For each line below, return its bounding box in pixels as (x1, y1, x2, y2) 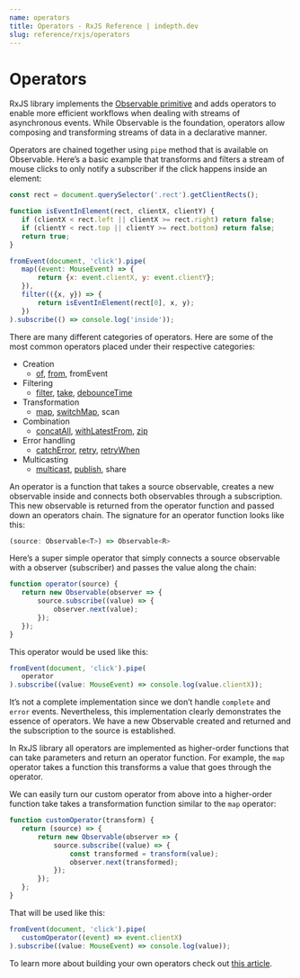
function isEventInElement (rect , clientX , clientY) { (9, 207, 216, 216)
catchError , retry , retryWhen (35, 444, 141, 455)
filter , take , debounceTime (35, 387, 133, 398)
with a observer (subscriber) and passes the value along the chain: (9, 562, 258, 573)
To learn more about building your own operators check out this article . (9, 957, 273, 968)
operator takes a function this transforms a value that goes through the (9, 762, 272, 773)
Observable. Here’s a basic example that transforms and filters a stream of (9, 154, 285, 165)
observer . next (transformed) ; (69, 857, 179, 866)
